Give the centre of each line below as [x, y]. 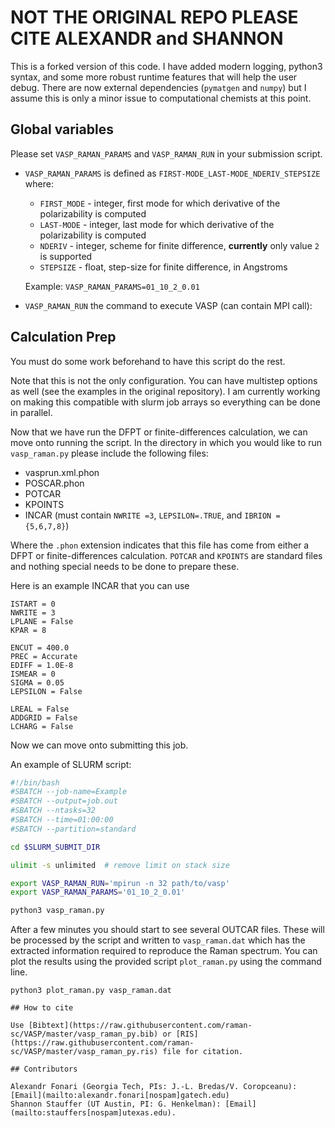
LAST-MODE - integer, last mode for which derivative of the [157, 224]
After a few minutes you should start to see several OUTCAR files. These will [167, 930]
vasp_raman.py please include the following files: [109, 453]
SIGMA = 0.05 [37, 682]
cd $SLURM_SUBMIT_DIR [55, 847]
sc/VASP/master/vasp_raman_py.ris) [84, 1052]
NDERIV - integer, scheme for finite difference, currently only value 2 [179, 245]
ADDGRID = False [44, 717]
